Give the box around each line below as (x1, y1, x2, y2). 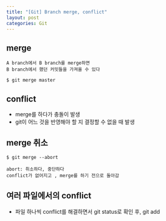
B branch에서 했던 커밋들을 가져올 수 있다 (6, 66, 100, 73)
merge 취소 (6, 138, 49, 148)
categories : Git (6, 20, 47, 26)
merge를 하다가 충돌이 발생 (15, 111, 80, 118)
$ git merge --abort (6, 154, 59, 160)
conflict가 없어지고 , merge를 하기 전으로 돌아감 (6, 172, 120, 178)
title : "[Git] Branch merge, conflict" (6, 9, 108, 15)
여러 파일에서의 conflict (6, 191, 92, 201)
